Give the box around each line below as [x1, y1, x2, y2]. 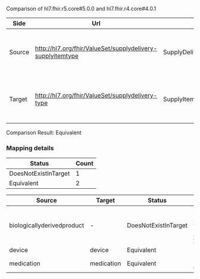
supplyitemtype [35, 52, 79, 60]
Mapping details [6, 143, 54, 152]
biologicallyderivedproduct [9, 221, 85, 229]
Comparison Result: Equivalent [6, 129, 82, 136]
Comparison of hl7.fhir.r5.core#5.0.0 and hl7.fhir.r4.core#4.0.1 [6, 5, 157, 12]
